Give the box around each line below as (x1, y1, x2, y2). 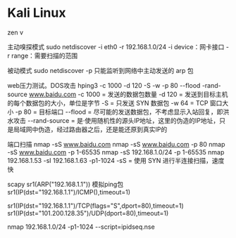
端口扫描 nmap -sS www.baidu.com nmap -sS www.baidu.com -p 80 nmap (7, 140, 225, 148)
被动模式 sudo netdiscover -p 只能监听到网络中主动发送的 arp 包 (7, 66, 194, 74)
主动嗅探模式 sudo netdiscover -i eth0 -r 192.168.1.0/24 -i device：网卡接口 (7, 42, 225, 51)
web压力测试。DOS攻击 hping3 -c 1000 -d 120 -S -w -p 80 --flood (7, 81, 201, 89)
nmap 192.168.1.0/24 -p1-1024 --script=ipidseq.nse (7, 223, 155, 231)
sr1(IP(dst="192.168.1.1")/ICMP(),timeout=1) (7, 187, 131, 196)
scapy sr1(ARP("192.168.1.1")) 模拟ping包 (7, 180, 124, 188)
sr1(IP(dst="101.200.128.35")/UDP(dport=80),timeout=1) (7, 209, 169, 217)
